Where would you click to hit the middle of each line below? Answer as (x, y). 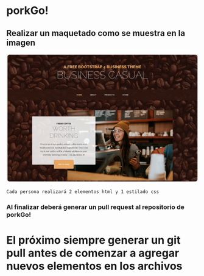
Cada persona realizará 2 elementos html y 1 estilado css (83, 192)
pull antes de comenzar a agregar (93, 253)
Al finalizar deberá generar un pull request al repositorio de (95, 207)
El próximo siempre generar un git (93, 240)
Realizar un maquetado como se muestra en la (96, 33)
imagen (21, 42)
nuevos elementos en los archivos (94, 266)
